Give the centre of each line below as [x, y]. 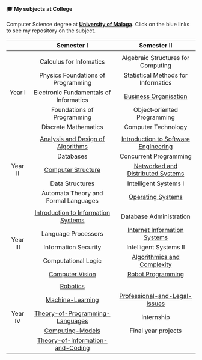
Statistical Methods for [156, 75]
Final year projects [156, 331]
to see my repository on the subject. [51, 31]
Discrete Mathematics [72, 127]
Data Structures [72, 183]
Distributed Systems [156, 174]
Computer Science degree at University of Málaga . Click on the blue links [98, 25]
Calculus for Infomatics [72, 62]
